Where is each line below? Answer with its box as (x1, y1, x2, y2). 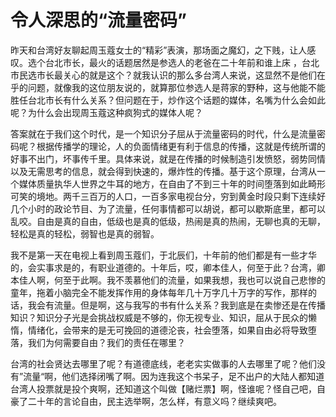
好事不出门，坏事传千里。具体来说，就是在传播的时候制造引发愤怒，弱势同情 (10, 152, 326, 165)
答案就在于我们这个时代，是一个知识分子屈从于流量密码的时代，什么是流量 (10, 127, 317, 140)
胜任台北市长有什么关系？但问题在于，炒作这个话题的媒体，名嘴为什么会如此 (10, 94, 326, 106)
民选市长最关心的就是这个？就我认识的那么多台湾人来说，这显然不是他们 (18, 69, 317, 81)
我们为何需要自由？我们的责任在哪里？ (27, 336, 186, 348)
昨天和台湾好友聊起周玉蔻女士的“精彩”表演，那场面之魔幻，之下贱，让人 (10, 44, 308, 56)
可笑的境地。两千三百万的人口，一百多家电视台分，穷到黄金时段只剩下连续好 (10, 190, 326, 202)
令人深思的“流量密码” (10, 9, 188, 32)
